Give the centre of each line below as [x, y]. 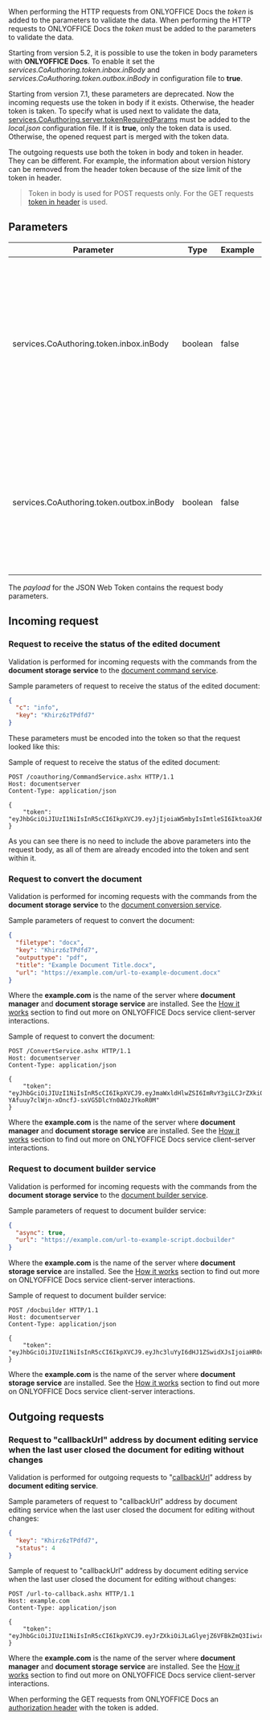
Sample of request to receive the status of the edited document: [115, 762]
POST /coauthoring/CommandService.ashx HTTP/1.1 [91, 777]
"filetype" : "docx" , [50, 943]
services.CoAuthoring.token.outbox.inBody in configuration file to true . [126, 78]
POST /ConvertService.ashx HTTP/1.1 [70, 1052]
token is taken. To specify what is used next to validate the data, [115, 111]
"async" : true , [41, 1232]
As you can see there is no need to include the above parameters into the [130, 841]
